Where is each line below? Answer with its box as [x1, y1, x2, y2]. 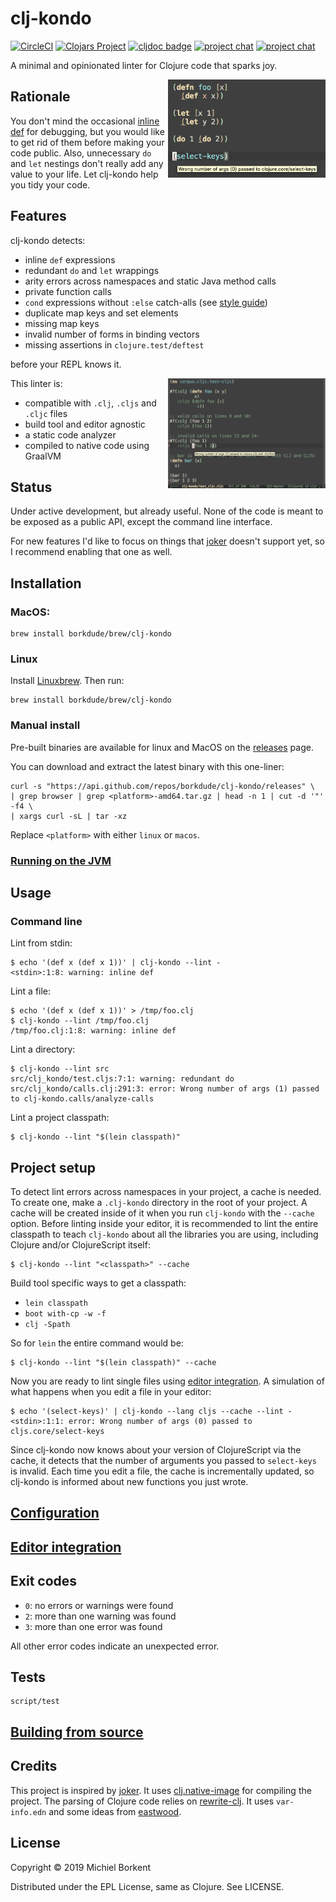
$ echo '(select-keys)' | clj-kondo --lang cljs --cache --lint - [10, 1407, 293, 1417]
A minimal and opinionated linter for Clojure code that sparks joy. [10, 59, 278, 71]
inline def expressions [24, 253, 116, 266]
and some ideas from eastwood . [48, 1805, 182, 1817]
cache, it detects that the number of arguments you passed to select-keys [10, 1455, 317, 1467]
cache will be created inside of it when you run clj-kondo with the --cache [10, 1207, 315, 1219]
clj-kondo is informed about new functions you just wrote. [10, 1476, 249, 1488]
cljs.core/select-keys [10, 1427, 105, 1437]
